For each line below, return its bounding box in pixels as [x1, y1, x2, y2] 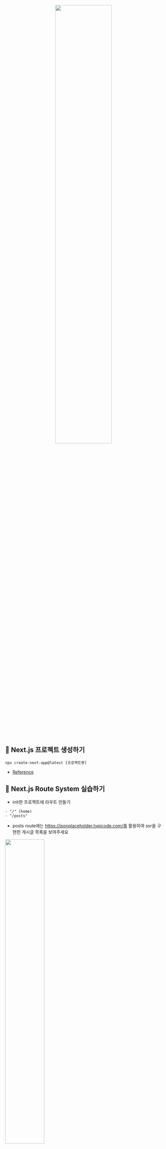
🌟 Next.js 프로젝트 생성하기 [5, 746, 85, 754]
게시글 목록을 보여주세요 [21, 829, 69, 835]
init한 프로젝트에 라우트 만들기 [12, 799, 71, 805]
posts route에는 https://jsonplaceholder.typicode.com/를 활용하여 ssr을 [12, 822, 156, 829]
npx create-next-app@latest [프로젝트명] [5, 760, 87, 765]
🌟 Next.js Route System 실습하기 [5, 785, 105, 793]
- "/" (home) [5, 809, 32, 814]
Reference [12, 769, 34, 775]
